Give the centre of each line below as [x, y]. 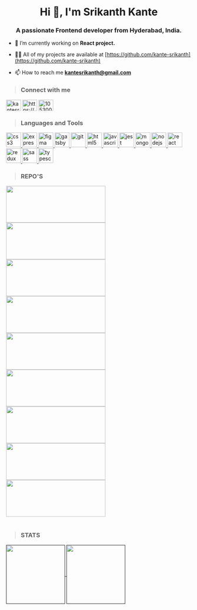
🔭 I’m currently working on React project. [65, 43]
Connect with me [45, 90]
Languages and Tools [52, 123]
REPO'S [31, 176]
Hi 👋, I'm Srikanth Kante [99, 12]
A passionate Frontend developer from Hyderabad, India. [99, 31]
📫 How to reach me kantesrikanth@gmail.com [73, 72]
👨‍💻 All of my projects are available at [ [61, 55]
